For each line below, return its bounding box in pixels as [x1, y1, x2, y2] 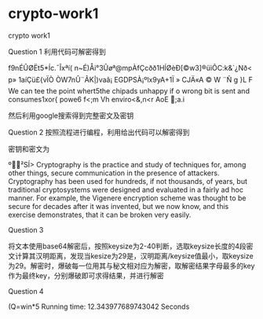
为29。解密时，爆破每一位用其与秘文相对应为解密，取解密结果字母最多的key [8, 261, 255, 270]
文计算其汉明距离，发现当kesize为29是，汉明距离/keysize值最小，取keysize [8, 251, 254, 260]
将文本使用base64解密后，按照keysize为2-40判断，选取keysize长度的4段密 [8, 241, 254, 251]
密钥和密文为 [8, 144, 49, 153]
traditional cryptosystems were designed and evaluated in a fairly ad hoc [8, 185, 243, 194]
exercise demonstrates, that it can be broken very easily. [8, 210, 192, 219]
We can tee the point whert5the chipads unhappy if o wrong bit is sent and [8, 86, 250, 95]
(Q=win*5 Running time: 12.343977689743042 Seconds [8, 302, 190, 311]
